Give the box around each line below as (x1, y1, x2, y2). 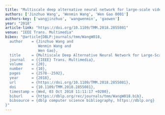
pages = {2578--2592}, (9, 71, 65, 76)
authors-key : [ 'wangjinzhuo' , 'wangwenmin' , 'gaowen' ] (5, 16, 120, 21)
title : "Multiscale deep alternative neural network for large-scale (5, 7, 151, 12)
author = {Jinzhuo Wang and (9, 39, 74, 44)
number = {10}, (9, 67, 48, 71)
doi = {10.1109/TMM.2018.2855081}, (9, 84, 96, 90)
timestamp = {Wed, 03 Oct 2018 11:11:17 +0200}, (9, 89, 111, 94)
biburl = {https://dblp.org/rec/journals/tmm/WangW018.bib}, (9, 93, 144, 98)
